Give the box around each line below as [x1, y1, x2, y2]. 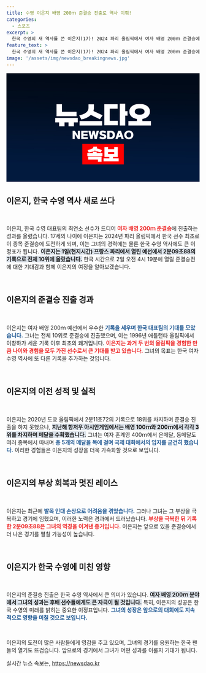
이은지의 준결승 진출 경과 [6, 294, 94, 305]
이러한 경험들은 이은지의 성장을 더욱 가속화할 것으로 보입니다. [14, 446, 161, 453]
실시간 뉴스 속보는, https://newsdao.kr [6, 660, 100, 667]
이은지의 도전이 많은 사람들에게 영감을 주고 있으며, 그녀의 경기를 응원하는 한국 [6, 639, 191, 647]
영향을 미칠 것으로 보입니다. [22, 614, 88, 621]
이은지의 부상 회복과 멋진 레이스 [6, 478, 118, 488]
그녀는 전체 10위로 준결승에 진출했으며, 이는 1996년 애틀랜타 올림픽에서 [24, 331, 194, 339]
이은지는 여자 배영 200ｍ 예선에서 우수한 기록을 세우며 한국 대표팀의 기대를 [6, 324, 185, 331]
